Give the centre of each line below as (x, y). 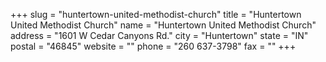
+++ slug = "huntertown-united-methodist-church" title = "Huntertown (156, 14)
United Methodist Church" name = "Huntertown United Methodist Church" (163, 25)
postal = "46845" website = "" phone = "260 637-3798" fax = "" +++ (153, 46)
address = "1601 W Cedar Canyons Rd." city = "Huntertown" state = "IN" (159, 35)
